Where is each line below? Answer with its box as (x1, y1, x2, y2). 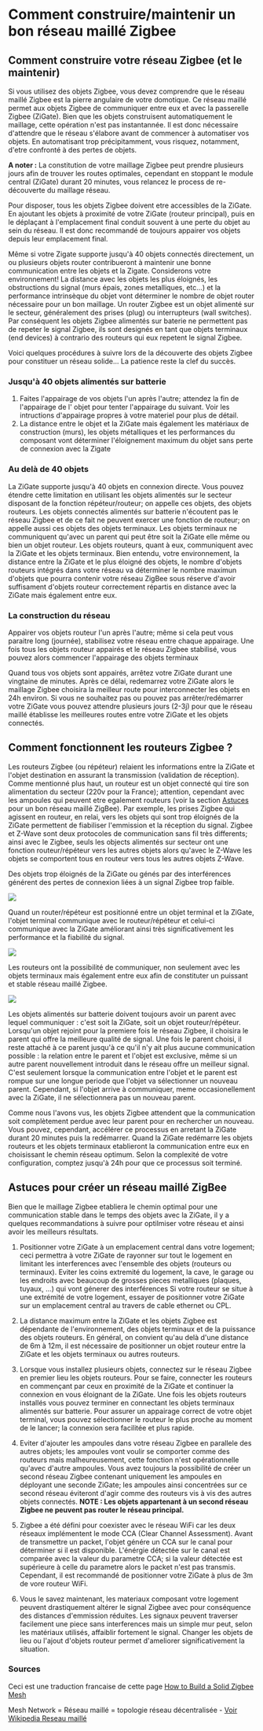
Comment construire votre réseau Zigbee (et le (8, 53, 243, 67)
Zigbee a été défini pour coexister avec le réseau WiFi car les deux (19, 1520, 236, 1530)
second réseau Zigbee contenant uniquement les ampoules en (19, 1471, 222, 1481)
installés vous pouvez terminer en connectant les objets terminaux (19, 1398, 235, 1407)
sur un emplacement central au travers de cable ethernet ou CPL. (19, 1300, 232, 1310)
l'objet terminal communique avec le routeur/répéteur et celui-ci (8, 915, 215, 925)
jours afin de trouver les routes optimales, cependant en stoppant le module (8, 169, 254, 178)
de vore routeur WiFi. (19, 1578, 89, 1588)
